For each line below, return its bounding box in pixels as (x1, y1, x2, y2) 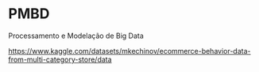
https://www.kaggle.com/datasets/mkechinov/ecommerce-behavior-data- (8, 46, 251, 55)
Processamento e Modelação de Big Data (8, 31, 145, 40)
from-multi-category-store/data (8, 55, 113, 64)
